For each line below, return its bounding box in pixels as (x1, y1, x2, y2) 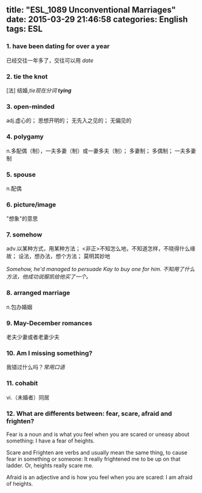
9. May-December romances (6, 319, 93, 327)
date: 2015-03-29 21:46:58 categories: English (6, 15, 188, 25)
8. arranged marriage (6, 289, 70, 297)
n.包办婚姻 (6, 303, 33, 311)
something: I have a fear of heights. (6, 437, 95, 444)
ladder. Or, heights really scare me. (6, 461, 94, 469)
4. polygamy (6, 133, 44, 141)
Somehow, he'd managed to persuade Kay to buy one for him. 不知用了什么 (6, 266, 195, 273)
